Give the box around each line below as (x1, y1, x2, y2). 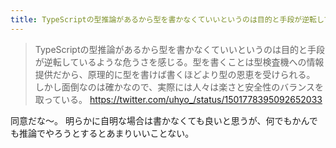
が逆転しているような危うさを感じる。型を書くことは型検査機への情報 (34, 56, 325, 68)
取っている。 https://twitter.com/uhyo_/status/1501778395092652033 (34, 93, 323, 105)
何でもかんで (265, 114, 318, 126)
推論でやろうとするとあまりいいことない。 (18, 127, 195, 139)
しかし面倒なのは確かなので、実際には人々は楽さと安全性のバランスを (34, 81, 324, 93)
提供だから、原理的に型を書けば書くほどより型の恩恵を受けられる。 (34, 68, 316, 80)
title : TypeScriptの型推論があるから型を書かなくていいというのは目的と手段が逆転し (10, 14, 325, 25)
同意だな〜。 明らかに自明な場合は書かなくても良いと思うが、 (10, 114, 267, 126)
